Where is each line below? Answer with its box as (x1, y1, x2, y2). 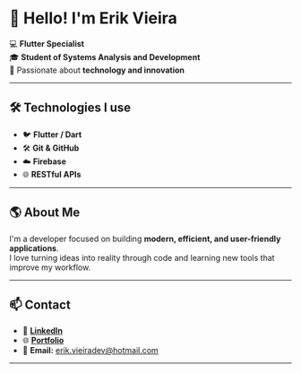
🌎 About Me (9, 205, 81, 221)
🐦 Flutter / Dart (21, 129, 82, 140)
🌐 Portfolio (21, 335, 64, 346)
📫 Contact (9, 297, 72, 312)
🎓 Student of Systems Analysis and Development (9, 51, 201, 62)
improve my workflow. (9, 262, 91, 273)
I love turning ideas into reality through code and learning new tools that (9, 252, 275, 263)
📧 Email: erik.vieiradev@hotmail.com (21, 345, 159, 356)
